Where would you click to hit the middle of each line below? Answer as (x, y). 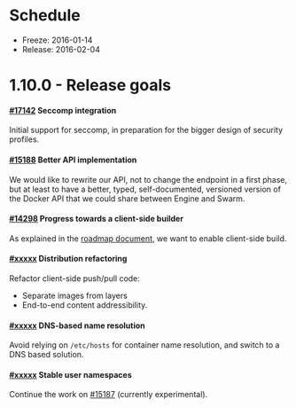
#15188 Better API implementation (73, 160)
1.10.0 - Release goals (90, 86)
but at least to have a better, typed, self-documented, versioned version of (145, 189)
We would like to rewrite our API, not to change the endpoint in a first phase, (148, 179)
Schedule (45, 16)
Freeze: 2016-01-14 (57, 40)
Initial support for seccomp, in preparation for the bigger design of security (146, 130)
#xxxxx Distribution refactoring (68, 259)
